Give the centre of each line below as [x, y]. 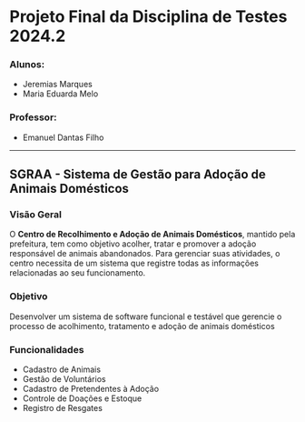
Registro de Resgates [62, 408]
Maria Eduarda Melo [60, 94]
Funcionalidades [47, 349]
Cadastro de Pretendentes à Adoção [91, 389]
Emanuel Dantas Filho [63, 137]
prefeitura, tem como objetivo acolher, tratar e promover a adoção [133, 244]
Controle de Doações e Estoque [82, 398]
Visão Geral [35, 215]
